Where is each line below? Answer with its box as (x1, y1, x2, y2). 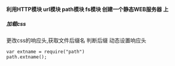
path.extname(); (6, 54, 47, 60)
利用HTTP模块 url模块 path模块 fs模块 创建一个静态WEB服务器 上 (6, 5, 169, 13)
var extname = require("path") (6, 49, 85, 55)
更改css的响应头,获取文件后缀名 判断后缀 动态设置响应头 (6, 37, 147, 44)
